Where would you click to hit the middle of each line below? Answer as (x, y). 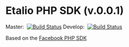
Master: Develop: (45, 27)
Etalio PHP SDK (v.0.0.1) (65, 11)
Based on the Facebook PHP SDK (46, 38)
